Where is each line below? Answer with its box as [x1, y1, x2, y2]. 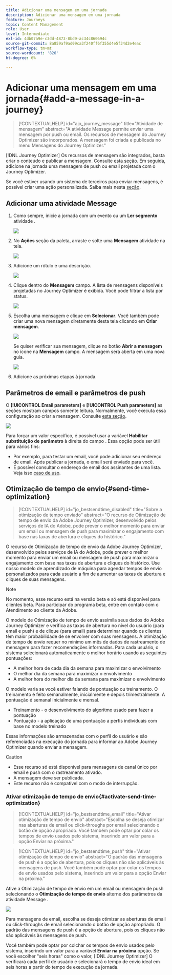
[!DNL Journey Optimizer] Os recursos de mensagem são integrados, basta [6, 152, 165, 159]
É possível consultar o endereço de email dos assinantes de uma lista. [13, 464, 162, 470]
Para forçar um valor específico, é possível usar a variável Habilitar [6, 432, 148, 439]
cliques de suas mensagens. [6, 576, 66, 582]
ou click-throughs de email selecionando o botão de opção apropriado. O [6, 922, 161, 928]
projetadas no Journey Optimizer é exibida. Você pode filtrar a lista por [13, 288, 163, 294]
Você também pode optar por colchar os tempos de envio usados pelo [6, 942, 155, 948]
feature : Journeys [6, 17, 45, 22]
